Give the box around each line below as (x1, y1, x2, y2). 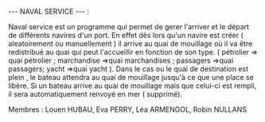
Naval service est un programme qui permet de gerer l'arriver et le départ (8, 22, 249, 31)
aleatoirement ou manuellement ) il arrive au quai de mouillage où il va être (8, 39, 253, 48)
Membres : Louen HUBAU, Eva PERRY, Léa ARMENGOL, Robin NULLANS (8, 105, 247, 114)
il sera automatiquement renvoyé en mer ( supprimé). (8, 90, 183, 98)
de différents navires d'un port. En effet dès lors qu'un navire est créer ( (8, 31, 244, 40)
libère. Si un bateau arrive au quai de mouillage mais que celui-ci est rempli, (8, 81, 257, 90)
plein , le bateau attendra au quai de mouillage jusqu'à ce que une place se (8, 73, 255, 82)
